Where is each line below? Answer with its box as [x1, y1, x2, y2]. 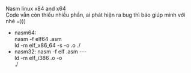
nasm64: [14, 29, 37, 36]
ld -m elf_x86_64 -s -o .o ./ [14, 42, 81, 49]
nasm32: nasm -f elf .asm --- [14, 48, 87, 55]
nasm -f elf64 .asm [14, 36, 62, 42]
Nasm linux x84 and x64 [5, 5, 67, 12]
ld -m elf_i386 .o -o [14, 55, 62, 61]
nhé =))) [5, 18, 26, 24]
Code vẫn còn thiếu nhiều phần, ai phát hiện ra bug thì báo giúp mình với [5, 11, 186, 18]
